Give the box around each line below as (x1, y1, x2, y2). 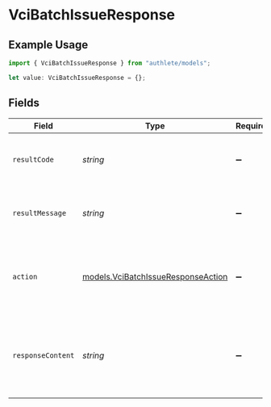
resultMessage (12, 208, 67, 217)
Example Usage (8, 38, 89, 52)
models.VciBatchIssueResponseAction (81, 271, 228, 282)
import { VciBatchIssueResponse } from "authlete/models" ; (8, 59, 211, 67)
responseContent (12, 350, 75, 360)
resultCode (12, 155, 54, 164)
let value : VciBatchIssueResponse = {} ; (8, 73, 147, 82)
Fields (8, 96, 40, 110)
